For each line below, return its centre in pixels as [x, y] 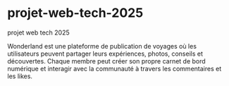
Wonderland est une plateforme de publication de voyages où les [102, 46]
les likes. [20, 76]
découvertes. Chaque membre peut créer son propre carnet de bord [106, 61]
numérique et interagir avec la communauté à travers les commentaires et [114, 68]
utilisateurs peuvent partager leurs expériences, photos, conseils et [105, 54]
